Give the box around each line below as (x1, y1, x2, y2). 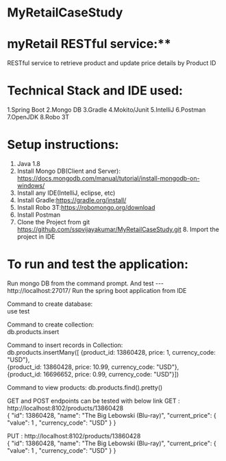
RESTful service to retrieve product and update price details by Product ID (7, 59, 216, 67)
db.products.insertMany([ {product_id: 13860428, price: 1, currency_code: (7, 348, 216, 356)
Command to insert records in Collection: (7, 341, 123, 349)
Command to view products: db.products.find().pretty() (7, 383, 163, 392)
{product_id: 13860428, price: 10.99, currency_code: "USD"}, (7, 362, 179, 371)
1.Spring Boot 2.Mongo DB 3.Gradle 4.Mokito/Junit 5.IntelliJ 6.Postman (7, 106, 206, 114)
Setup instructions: (7, 137, 119, 152)
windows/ (16, 182, 45, 189)
